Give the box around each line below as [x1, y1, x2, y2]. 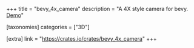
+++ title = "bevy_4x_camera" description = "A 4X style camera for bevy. [6, 5, 189, 12]
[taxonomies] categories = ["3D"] [6, 24, 90, 30]
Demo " [6, 12, 24, 19]
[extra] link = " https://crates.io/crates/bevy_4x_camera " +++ [6, 35, 158, 42]
